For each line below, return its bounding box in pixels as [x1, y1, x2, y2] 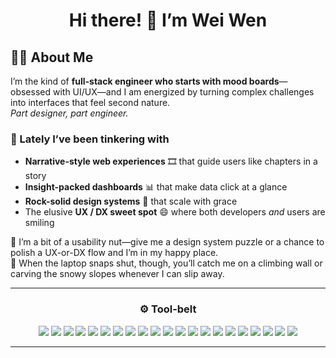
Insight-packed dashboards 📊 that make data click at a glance [24, 181, 288, 193]
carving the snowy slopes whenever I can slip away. [10, 268, 225, 280]
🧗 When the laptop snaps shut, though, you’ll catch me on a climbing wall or [10, 257, 323, 269]
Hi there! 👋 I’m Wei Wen [68, 9, 268, 32]
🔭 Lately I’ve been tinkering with [10, 132, 170, 146]
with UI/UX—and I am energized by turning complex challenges [52, 86, 315, 98]
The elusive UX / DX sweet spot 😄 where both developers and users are [24, 206, 326, 218]
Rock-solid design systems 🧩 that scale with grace [24, 195, 238, 208]
